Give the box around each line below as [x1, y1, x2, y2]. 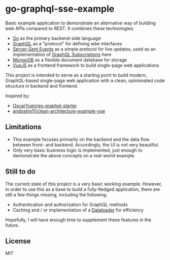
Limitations [5, 123, 42, 131]
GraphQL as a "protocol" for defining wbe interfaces [12, 40, 122, 46]
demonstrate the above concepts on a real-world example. [12, 152, 135, 158]
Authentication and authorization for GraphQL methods [12, 201, 128, 208]
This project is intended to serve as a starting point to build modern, [5, 72, 147, 78]
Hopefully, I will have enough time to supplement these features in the [5, 217, 152, 223]
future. [5, 222, 19, 228]
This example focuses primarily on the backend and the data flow [12, 136, 150, 142]
